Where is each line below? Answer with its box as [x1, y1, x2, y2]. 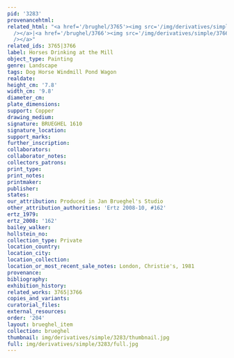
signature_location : [7, 127, 68, 134]
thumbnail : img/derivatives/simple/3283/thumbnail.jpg [7, 334, 170, 341]
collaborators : [7, 146, 52, 153]
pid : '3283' [7, 10, 42, 17]
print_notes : [7, 172, 45, 179]
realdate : [7, 75, 36, 82]
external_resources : [7, 308, 68, 316]
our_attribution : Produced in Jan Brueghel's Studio [7, 198, 164, 205]
